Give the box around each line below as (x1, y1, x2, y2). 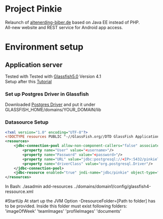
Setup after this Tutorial (5, 78, 52, 84)
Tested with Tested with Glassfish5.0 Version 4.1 (5, 73, 101, 79)
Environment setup (5, 42, 83, 53)
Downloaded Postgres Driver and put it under (5, 102, 96, 107)
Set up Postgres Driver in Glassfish (5, 90, 89, 97)
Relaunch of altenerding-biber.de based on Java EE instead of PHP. (5, 19, 140, 25)
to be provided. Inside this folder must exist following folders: (5, 203, 128, 209)
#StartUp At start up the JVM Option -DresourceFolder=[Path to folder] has (5, 198, 156, 204)
